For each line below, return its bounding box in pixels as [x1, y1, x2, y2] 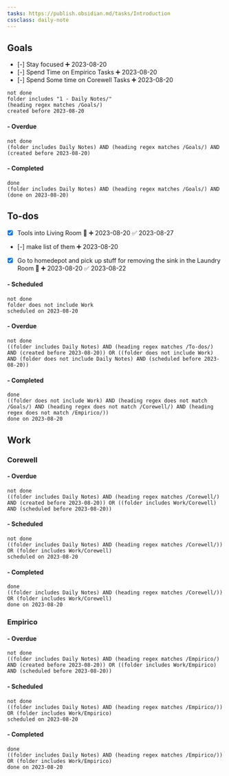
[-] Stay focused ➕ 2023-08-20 [17, 60, 107, 69]
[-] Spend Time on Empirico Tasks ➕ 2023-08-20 [17, 68, 157, 77]
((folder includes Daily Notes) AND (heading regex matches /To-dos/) [7, 344, 214, 350]
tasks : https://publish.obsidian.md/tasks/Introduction [7, 10, 171, 17]
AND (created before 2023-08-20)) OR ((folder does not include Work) [7, 350, 214, 357]
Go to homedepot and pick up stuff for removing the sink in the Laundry [17, 256, 221, 264]
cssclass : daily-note [7, 17, 69, 23]
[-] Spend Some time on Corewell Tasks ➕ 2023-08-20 [17, 76, 173, 84]
